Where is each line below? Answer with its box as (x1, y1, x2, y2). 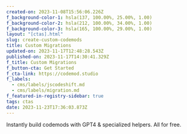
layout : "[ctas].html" (6, 31, 63, 37)
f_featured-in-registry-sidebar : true (6, 93, 104, 99)
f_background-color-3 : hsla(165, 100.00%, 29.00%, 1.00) (6, 25, 153, 32)
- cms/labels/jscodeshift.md (11, 82, 85, 88)
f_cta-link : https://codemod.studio (6, 71, 98, 77)
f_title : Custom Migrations (6, 59, 77, 65)
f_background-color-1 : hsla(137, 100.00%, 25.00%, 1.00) (6, 14, 153, 21)
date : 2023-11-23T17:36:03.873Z (6, 104, 87, 110)
